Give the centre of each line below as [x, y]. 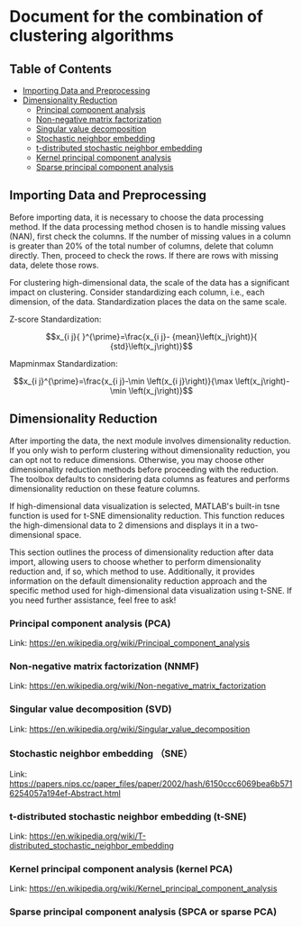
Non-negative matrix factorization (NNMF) [105, 666]
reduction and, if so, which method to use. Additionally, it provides [132, 571]
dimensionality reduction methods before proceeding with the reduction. [144, 469]
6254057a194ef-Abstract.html [65, 793]
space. [69, 534]
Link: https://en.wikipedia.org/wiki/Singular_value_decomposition [130, 729]
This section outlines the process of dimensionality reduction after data [142, 552]
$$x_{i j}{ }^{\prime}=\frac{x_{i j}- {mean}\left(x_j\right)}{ [151, 336]
